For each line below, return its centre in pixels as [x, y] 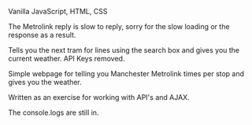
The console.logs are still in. [54, 112]
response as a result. [42, 35]
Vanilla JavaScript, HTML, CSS [58, 11]
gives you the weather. [45, 82]
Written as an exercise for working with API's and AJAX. [99, 97]
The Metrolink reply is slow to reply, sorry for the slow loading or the [119, 26]
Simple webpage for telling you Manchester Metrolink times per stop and [126, 74]
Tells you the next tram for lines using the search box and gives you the [124, 50]
